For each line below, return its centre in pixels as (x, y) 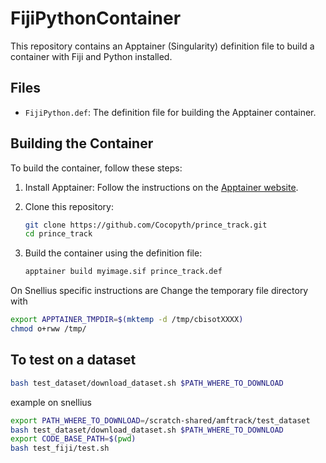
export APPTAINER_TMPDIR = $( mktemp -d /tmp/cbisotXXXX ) (127, 320)
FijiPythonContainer (96, 18)
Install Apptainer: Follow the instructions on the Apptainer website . (161, 187)
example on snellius (51, 402)
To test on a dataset (73, 360)
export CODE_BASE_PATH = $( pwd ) (73, 439)
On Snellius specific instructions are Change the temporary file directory (159, 291)
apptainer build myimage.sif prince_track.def (123, 272)
